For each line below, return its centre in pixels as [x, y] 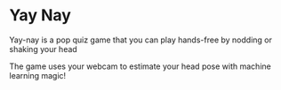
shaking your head [43, 49]
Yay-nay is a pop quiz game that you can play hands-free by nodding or [141, 40]
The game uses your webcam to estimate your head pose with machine [140, 66]
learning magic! [38, 75]
